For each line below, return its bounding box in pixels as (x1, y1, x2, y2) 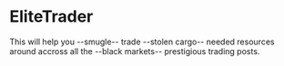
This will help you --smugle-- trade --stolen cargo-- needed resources (9, 36, 275, 47)
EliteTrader (9, 6, 94, 27)
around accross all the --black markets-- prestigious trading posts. (9, 45, 260, 56)
